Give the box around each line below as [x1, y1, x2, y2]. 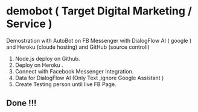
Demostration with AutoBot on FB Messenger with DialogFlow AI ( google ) [6, 37, 192, 44]
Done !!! [6, 98, 37, 108]
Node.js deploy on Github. [14, 55, 80, 62]
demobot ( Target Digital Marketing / [6, 4, 192, 18]
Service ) [6, 17, 53, 31]
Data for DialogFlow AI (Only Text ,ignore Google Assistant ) [14, 74, 164, 81]
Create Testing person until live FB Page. [14, 80, 117, 88]
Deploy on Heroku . [14, 61, 63, 69]
